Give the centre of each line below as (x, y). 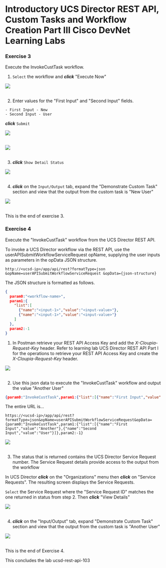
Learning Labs (35, 41)
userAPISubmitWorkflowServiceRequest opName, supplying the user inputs (83, 255)
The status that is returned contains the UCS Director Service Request (84, 457)
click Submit (18, 124)
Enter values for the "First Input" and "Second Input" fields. (73, 101)
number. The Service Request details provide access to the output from (85, 462)
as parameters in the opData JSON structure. (51, 260)
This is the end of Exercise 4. (35, 551)
